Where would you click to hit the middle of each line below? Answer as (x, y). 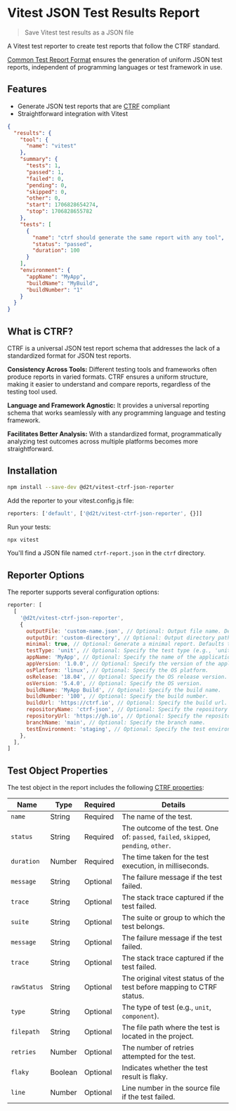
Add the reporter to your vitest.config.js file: (71, 500)
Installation (32, 471)
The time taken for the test (165, 857)
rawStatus (27, 987)
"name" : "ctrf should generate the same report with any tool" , (129, 238)
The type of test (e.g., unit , (167, 1008)
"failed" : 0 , (45, 178)
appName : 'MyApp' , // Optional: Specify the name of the (111, 657)
